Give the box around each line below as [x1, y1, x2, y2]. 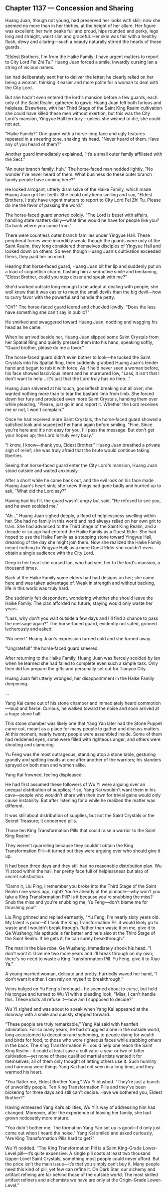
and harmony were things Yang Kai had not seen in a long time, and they [5, 1063, 154, 1069]
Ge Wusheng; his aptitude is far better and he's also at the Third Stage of [5, 930, 156, 936]
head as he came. [5, 324, 42, 330]
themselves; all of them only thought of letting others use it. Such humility [5, 1058, 157, 1064]
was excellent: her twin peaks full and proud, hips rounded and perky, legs [5, 28, 159, 34]
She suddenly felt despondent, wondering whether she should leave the [5, 595, 154, 601]
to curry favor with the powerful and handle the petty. [5, 294, 116, 300]
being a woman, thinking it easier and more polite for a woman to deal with [5, 79, 159, 85]
